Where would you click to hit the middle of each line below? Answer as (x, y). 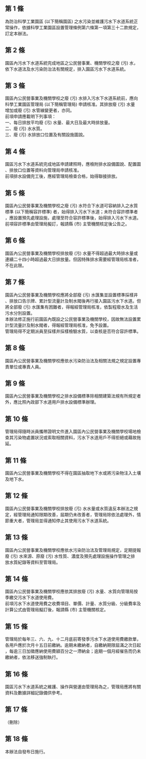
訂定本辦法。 (18, 34)
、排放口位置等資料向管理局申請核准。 (43, 170)
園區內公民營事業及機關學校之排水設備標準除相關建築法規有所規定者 (73, 396)
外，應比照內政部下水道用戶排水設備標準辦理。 (52, 402)
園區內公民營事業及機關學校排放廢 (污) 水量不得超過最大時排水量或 (72, 253)
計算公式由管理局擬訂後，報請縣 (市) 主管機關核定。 (57, 610)
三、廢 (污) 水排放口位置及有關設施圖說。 (46, 135)
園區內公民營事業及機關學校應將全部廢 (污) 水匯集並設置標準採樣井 (72, 295)
